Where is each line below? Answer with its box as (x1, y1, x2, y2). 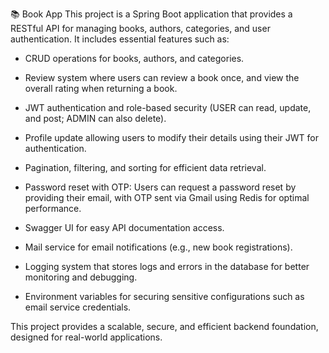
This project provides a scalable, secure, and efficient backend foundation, (10, 321, 319, 332)
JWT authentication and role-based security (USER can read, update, (24, 102, 312, 113)
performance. (24, 203, 82, 214)
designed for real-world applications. (10, 331, 163, 343)
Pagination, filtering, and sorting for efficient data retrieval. (24, 162, 267, 173)
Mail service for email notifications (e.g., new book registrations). (24, 241, 293, 253)
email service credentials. (24, 301, 132, 313)
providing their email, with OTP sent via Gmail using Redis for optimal (24, 192, 310, 203)
